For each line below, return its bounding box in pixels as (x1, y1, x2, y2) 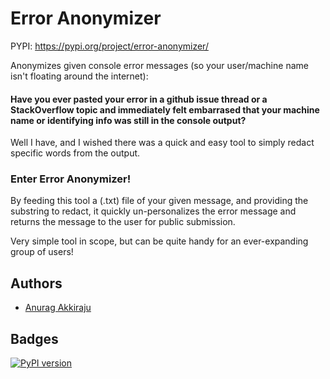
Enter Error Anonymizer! (10, 172, 132, 186)
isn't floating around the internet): (10, 70, 149, 82)
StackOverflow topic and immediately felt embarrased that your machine (10, 103, 320, 116)
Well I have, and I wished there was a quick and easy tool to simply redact (10, 137, 315, 149)
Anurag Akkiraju (24, 302, 92, 314)
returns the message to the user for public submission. (10, 216, 236, 228)
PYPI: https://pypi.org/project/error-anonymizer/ (10, 40, 209, 52)
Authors (10, 275, 63, 292)
